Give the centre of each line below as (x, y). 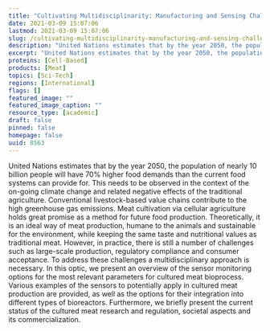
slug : (17, 38)
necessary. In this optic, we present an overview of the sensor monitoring (130, 268)
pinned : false (32, 128)
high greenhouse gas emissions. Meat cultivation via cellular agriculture (127, 208)
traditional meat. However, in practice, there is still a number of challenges (131, 243)
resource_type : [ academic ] (53, 113)
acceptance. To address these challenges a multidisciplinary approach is (129, 259)
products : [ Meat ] (37, 68)
